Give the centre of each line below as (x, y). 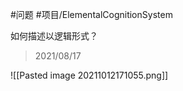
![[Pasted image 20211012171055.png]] (89, 75)
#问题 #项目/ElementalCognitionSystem (91, 14)
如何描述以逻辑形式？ (54, 36)
